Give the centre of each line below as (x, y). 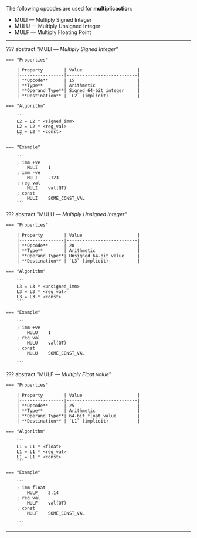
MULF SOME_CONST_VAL (56, 513)
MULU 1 (39, 333)
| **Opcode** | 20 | (79, 246)
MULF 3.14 (43, 493)
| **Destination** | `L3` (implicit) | (79, 261)
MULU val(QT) (47, 343)
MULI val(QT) (47, 188)
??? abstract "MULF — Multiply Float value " (59, 374)
